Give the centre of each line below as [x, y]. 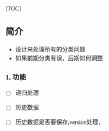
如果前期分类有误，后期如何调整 [59, 58]
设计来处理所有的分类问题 [50, 49]
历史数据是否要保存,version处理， [60, 122]
